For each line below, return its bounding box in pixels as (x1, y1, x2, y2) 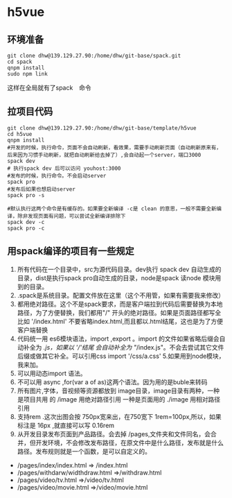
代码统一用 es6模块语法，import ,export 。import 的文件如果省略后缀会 (17, 334, 220, 343)
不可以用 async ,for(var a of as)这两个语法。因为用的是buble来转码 (17, 377, 208, 386)
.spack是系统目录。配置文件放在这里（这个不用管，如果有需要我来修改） (17, 291, 225, 299)
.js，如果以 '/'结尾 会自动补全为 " (43, 343, 137, 351)
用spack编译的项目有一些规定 (7, 246, 134, 257)
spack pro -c (7, 225, 45, 232)
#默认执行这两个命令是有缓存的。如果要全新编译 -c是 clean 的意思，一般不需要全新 (7, 205, 217, 212)
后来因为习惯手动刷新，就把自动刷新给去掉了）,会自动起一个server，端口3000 (7, 151, 202, 158)
